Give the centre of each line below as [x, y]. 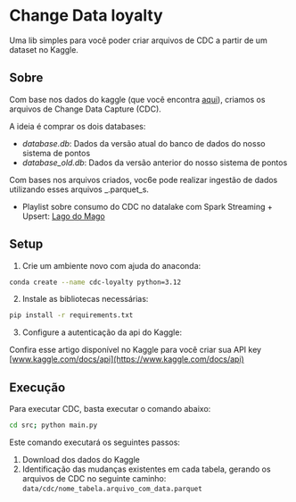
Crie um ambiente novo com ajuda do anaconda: [111, 265]
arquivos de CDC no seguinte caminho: [94, 478]
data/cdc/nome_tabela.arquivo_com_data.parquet [112, 489]
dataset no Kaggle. [44, 49]
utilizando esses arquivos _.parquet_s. [79, 189]
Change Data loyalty [86, 16]
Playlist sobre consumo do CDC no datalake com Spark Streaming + [148, 206]
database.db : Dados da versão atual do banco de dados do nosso [144, 143]
